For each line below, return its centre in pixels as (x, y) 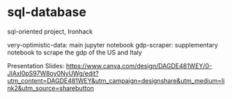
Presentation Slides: (36, 66)
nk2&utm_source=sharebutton (51, 88)
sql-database (47, 12)
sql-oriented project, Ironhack (50, 31)
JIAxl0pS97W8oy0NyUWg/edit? (53, 73)
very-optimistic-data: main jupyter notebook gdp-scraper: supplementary (113, 45)
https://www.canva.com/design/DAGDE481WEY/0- (139, 66)
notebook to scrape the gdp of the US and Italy (75, 52)
